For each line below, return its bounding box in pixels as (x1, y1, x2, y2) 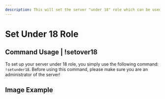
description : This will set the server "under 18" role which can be (5, 7, 151, 12)
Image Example (5, 86, 53, 94)
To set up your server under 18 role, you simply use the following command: (5, 61, 159, 67)
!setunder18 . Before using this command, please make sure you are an (5, 66, 148, 72)
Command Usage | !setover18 (5, 48, 98, 57)
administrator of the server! (5, 71, 60, 77)
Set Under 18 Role (5, 28, 79, 39)
